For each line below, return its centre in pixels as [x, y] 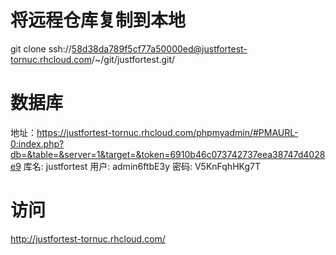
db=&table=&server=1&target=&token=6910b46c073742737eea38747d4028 [168, 154]
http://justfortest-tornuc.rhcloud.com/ [88, 238]
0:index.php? [37, 143]
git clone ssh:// [41, 48]
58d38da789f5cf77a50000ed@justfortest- [159, 48]
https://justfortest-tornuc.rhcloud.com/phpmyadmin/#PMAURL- [167, 132]
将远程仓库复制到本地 [98, 20]
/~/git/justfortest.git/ [133, 59]
